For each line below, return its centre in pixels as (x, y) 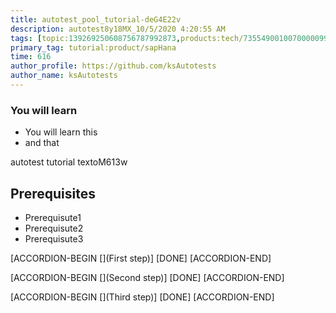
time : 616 (31, 57)
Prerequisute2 (54, 228)
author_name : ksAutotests (64, 76)
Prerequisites (53, 193)
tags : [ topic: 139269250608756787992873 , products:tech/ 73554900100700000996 (171, 38)
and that (42, 143)
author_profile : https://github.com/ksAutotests (113, 66)
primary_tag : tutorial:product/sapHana (93, 47)
